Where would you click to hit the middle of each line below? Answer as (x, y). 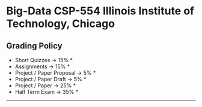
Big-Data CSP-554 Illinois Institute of (100, 11)
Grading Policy (34, 46)
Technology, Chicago (61, 24)
